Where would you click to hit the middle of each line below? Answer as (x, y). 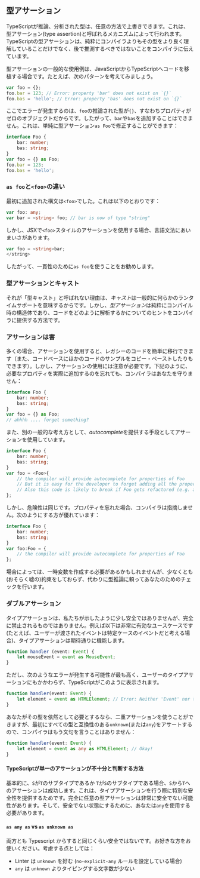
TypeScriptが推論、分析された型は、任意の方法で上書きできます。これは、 (98, 26)
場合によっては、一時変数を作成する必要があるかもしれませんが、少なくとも (100, 572)
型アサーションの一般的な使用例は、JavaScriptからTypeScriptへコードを (95, 69)
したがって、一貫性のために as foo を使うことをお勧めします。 (82, 266)
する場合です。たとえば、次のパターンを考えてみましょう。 (84, 76)
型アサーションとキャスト (43, 284)
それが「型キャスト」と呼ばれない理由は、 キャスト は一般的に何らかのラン (97, 297)
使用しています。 (47, 440)
